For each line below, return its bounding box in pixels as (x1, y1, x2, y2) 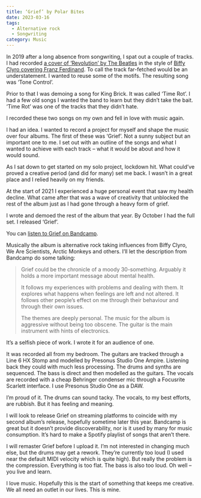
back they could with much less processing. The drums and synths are (6, 363, 181, 370)
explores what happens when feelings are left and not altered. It (20, 290, 179, 297)
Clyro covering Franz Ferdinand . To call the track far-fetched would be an (6, 66, 188, 73)
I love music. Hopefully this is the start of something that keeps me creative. (6, 480, 194, 487)
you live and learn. (6, 468, 52, 475)
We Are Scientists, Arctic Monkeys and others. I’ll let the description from (6, 248, 187, 255)
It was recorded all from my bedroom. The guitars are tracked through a (6, 351, 184, 357)
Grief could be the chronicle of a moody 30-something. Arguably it (20, 266, 186, 273)
